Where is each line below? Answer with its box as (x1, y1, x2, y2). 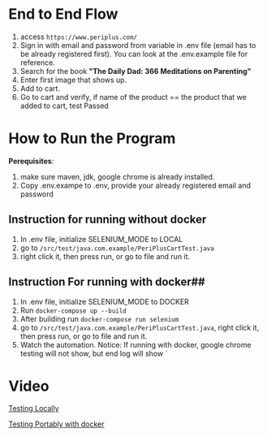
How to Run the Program (8, 129, 176, 148)
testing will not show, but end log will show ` (19, 348, 168, 358)
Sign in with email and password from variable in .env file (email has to (19, 40, 256, 50)
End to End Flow (8, 5, 118, 24)
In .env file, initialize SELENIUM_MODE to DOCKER (19, 296, 189, 306)
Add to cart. (19, 83, 61, 93)
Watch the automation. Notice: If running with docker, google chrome (19, 340, 252, 349)
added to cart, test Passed (19, 101, 110, 110)
